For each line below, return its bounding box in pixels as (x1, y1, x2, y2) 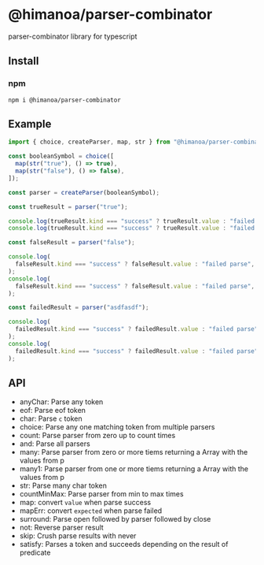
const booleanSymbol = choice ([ (8, 152, 114, 161)
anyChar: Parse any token (19, 397, 104, 407)
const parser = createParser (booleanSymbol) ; (8, 188, 159, 196)
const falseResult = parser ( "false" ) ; (8, 239, 135, 247)
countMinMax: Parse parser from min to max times (19, 489, 184, 499)
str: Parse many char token (19, 481, 108, 490)
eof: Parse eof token (19, 406, 86, 415)
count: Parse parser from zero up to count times (19, 431, 176, 440)
